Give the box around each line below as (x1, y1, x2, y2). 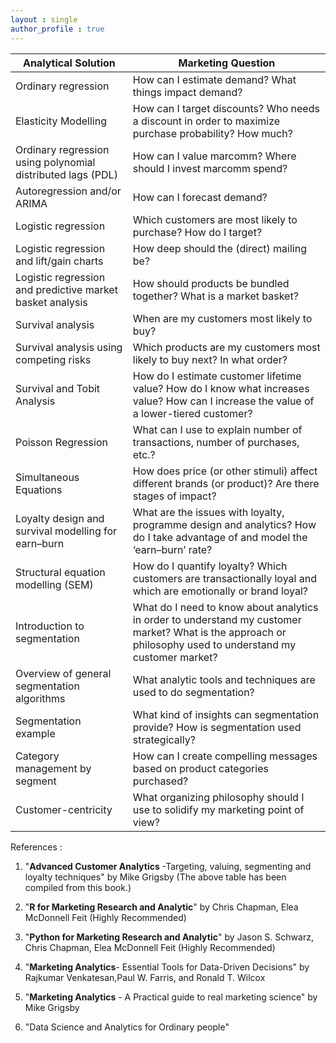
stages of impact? (132, 489, 217, 503)
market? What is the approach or (132, 625, 287, 639)
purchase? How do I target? (132, 225, 263, 239)
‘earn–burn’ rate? (132, 542, 213, 556)
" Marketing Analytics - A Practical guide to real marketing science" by (24, 991, 318, 1003)
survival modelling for (15, 524, 118, 538)
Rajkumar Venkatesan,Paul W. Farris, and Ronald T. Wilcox (24, 971, 266, 983)
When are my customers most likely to (132, 311, 313, 325)
